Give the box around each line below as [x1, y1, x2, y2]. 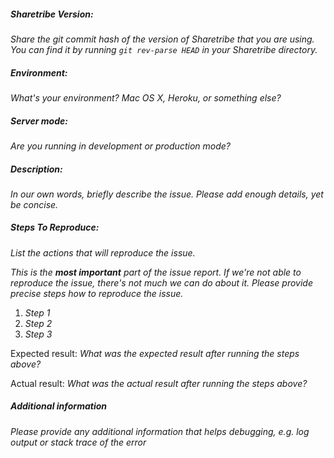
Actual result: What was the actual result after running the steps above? [10, 377, 308, 389]
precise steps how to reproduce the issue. [10, 287, 184, 299]
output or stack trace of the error [10, 436, 147, 448]
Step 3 [24, 328, 53, 340]
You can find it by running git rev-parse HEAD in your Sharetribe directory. [10, 43, 318, 55]
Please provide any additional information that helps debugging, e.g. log [10, 425, 310, 437]
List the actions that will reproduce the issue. [10, 246, 196, 259]
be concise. [10, 198, 59, 210]
